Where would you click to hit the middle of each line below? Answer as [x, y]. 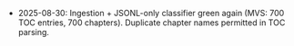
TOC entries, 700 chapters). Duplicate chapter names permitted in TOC [152, 23]
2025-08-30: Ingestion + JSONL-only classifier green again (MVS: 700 [151, 13]
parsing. [34, 32]
